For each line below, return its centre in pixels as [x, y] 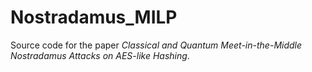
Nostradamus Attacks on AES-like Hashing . [100, 55]
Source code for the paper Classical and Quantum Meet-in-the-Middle [156, 45]
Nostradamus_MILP [94, 17]
